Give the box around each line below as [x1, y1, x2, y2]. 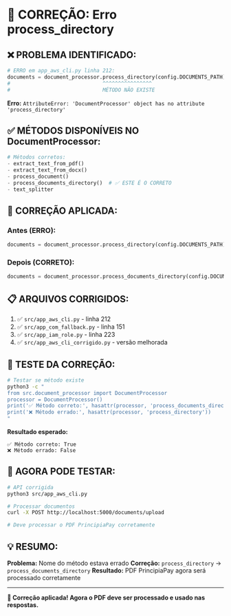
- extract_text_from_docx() [7, 167, 88, 174]
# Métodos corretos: [7, 154, 67, 161]
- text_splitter [7, 186, 54, 193]
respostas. [7, 601, 39, 609]
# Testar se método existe [7, 376, 85, 384]
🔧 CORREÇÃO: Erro [7, 7, 117, 23]
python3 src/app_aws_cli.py [7, 490, 88, 497]
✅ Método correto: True [7, 441, 77, 448]
